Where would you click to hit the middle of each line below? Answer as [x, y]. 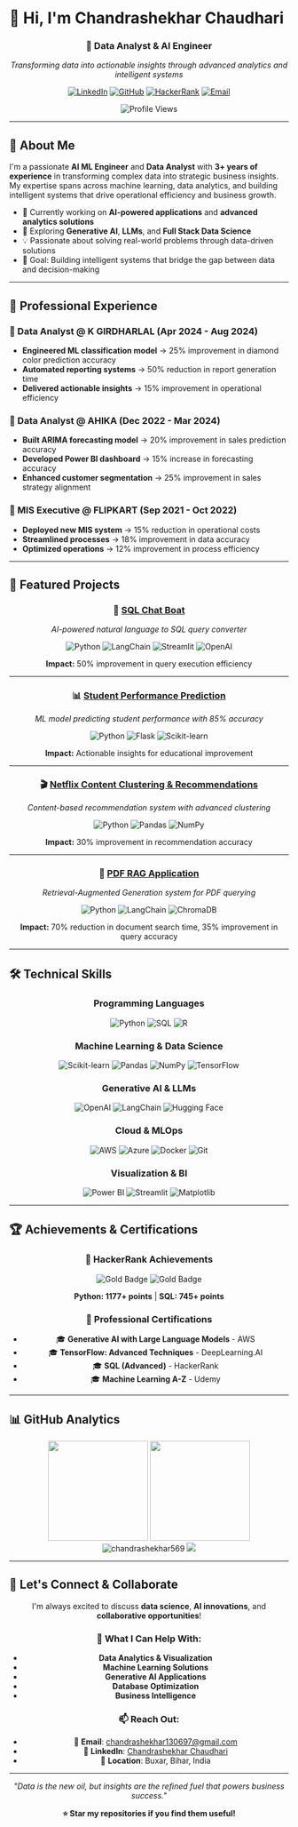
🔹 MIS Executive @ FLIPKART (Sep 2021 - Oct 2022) [123, 510]
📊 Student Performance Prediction [149, 696]
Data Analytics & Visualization [156, 1657]
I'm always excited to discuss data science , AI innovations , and [149, 1606]
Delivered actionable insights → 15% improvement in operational [141, 388]
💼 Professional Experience [83, 306]
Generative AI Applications [156, 1676]
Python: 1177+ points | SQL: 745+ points [149, 1296]
